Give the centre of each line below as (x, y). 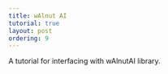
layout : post (30, 31)
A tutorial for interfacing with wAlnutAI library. (84, 61)
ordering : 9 (28, 38)
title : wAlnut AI (38, 16)
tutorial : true (34, 23)
